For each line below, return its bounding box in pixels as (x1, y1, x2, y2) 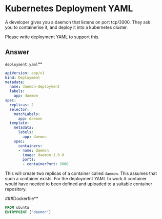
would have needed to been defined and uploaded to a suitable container (5, 181, 153, 187)
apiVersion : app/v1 (5, 71, 45, 75)
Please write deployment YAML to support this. (5, 34, 100, 40)
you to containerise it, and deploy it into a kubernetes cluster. (5, 24, 128, 30)
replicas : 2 (9, 102, 34, 107)
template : (9, 121, 29, 125)
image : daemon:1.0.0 (22, 152, 64, 157)
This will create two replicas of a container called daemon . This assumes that (5, 170, 157, 176)
